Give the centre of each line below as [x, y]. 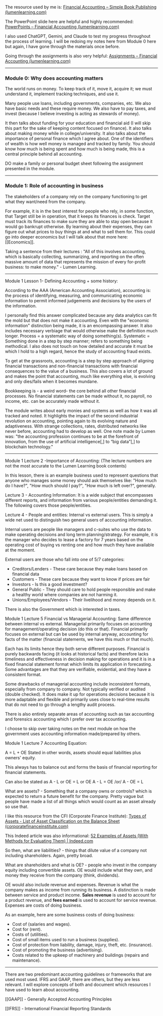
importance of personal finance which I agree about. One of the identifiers [79, 138]
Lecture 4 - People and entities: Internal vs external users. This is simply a [79, 515]
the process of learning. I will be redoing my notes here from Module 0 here [81, 41]
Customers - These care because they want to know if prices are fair [81, 579]
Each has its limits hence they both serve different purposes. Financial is [77, 649]
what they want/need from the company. [46, 202]
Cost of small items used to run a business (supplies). [66, 939]
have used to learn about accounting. [42, 990]
